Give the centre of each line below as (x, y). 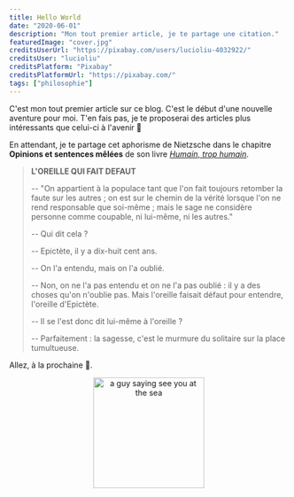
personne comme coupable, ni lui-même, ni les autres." (132, 216)
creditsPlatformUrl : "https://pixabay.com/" (93, 75)
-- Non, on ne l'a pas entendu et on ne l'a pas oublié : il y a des (146, 285)
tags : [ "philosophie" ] (51, 83)
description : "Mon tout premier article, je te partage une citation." (144, 34)
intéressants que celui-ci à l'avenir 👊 (75, 127)
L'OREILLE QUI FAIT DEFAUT (83, 171)
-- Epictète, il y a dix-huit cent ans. (94, 251)
